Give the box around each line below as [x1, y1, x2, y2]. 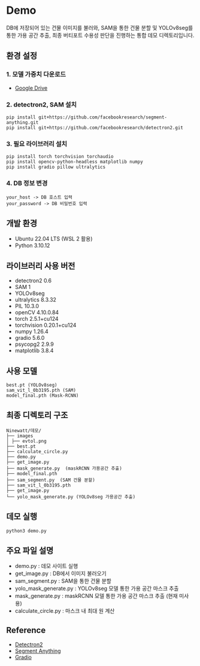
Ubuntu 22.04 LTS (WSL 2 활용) [14, 235, 93, 242]
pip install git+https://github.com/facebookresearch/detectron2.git [6, 124, 184, 130]
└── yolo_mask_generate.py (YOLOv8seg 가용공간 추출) [6, 494, 136, 500]
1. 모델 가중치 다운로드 [6, 70, 66, 78]
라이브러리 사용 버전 [6, 261, 75, 271]
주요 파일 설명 [6, 545, 54, 555]
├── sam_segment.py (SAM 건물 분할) [6, 477, 96, 483]
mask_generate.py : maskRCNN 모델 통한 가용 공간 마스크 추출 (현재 [14, 592, 178, 600]
